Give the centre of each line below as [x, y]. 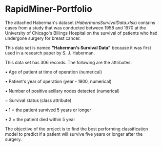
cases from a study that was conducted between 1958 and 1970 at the [76, 27]
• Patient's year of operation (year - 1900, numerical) [58, 81]
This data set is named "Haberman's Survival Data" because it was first [78, 48]
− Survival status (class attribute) [38, 100]
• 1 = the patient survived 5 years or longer [48, 110]
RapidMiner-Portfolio [49, 9]
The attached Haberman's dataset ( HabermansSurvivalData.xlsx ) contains [80, 23]
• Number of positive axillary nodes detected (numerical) [62, 91]
